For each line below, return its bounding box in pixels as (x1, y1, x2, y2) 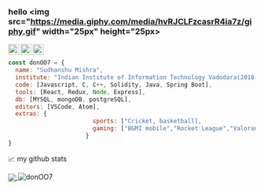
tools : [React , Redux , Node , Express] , (15, 88, 146, 96)
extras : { (15, 110, 47, 118)
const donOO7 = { (8, 59, 65, 67)
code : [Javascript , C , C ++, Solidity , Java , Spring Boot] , (15, 81, 213, 89)
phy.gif (8, 26, 37, 37)
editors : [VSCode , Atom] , (15, 103, 101, 111)
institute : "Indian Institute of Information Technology (15, 74, 206, 82)
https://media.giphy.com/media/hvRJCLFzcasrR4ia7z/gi (30, 16, 252, 27)
